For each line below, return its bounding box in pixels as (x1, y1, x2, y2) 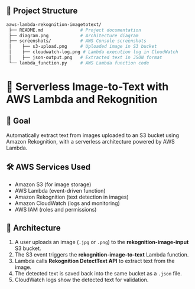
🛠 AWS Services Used (6, 162, 91, 172)
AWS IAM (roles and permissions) (14, 206, 97, 213)
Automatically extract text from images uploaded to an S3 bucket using (6, 131, 179, 139)
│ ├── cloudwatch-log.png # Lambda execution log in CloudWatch (8, 49, 178, 55)
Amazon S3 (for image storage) (14, 181, 92, 188)
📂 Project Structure (6, 6, 78, 16)
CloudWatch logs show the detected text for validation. (14, 276, 149, 284)
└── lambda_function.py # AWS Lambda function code (8, 60, 149, 66)
